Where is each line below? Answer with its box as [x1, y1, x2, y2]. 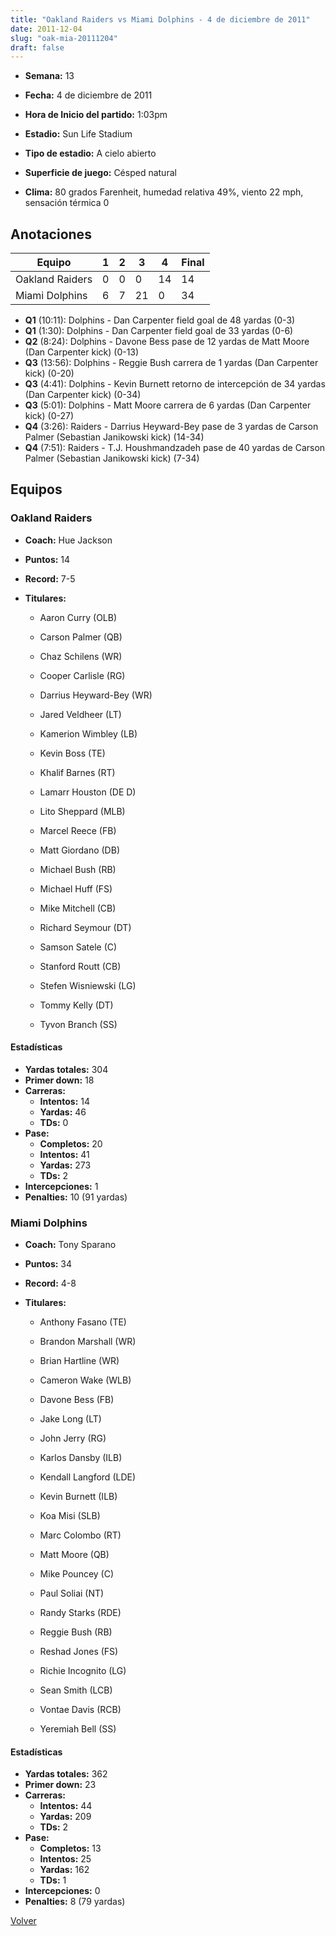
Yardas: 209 [39, 1811, 92, 1823]
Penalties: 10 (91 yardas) [24, 1191, 128, 1203]
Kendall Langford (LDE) [39, 1471, 137, 1483]
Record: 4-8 [24, 1277, 77, 1290]
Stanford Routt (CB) [39, 960, 122, 972]
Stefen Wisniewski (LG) [39, 979, 137, 991]
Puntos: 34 [24, 1258, 73, 1270]
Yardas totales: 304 [24, 1063, 109, 1075]
